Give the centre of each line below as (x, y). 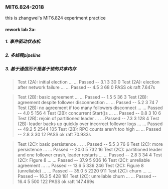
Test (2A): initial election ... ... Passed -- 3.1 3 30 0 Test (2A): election (89, 82)
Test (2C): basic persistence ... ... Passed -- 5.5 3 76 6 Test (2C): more (90, 144)
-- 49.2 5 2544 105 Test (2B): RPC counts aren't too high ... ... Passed (89, 129)
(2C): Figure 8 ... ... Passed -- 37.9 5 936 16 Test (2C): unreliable (84, 160)
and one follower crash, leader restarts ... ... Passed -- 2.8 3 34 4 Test (90, 155)
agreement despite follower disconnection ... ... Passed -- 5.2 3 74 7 (88, 102)
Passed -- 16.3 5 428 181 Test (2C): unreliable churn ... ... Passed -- (87, 176)
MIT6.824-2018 (25, 7)
